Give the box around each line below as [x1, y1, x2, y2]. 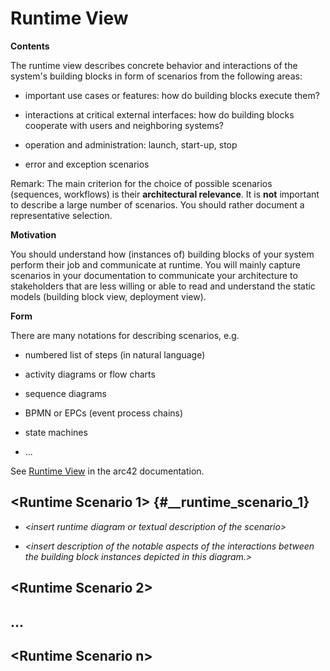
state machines [24, 426, 88, 438]
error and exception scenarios [24, 158, 150, 170]
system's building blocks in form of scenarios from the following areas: [10, 70, 303, 82]
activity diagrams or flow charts [24, 368, 156, 380]
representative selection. [10, 209, 113, 221]
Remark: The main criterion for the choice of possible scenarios [10, 177, 273, 189]
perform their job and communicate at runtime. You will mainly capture [10, 258, 301, 271]
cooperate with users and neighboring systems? [24, 119, 225, 131]
